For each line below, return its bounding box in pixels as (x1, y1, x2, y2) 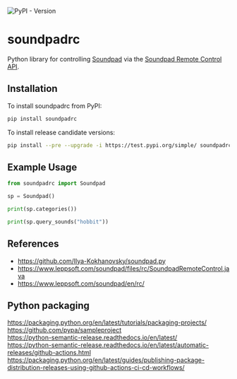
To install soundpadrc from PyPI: (7, 101, 102, 110)
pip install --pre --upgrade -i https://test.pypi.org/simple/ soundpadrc (7, 141, 232, 148)
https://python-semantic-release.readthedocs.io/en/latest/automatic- (7, 341, 209, 349)
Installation (7, 83, 58, 95)
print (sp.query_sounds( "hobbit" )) (7, 218, 109, 226)
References (7, 238, 59, 250)
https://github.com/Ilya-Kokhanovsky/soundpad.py (17, 257, 166, 265)
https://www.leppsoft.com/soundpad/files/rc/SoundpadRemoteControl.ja (17, 264, 230, 272)
